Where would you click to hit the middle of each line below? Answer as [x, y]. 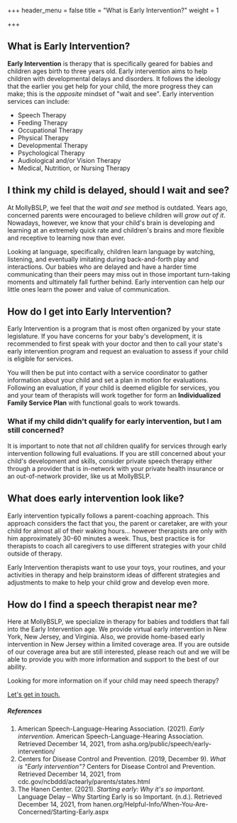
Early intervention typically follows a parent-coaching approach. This [108, 516]
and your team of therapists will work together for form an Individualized [114, 395]
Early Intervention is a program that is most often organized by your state [114, 329]
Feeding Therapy [43, 122]
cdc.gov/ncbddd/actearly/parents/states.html [84, 782]
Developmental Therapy [53, 145]
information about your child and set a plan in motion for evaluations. [108, 381]
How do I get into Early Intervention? [89, 312]
